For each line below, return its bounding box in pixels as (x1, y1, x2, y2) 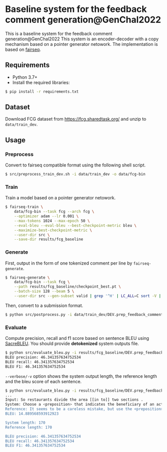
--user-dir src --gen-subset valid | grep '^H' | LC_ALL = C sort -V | (14, 294, 162, 299)
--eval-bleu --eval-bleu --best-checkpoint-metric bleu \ (14, 223, 137, 228)
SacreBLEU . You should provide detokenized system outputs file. (5, 340, 139, 347)
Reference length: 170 (5, 425, 52, 430)
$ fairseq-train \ (5, 204, 43, 210)
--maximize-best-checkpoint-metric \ (14, 228, 92, 233)
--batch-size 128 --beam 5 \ (14, 289, 75, 294)
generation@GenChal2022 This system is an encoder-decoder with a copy (5, 36, 159, 42)
